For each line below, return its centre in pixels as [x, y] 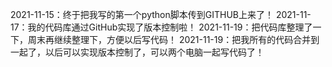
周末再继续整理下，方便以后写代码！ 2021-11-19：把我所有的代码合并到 [173, 39]
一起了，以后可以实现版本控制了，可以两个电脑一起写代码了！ [137, 52]
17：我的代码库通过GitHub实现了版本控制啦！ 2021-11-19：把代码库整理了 [161, 27]
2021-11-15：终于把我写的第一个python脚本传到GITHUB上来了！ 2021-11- [161, 14]
